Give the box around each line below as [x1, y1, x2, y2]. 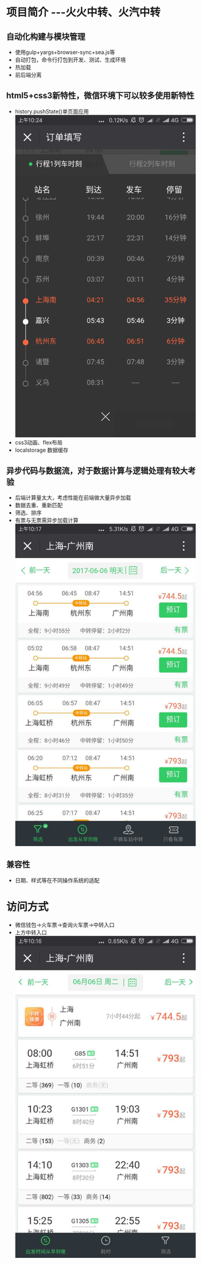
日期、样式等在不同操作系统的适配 [14, 876, 100, 884]
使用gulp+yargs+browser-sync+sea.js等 [14, 49, 115, 56]
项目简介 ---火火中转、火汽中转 [6, 5, 161, 19]
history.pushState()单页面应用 [14, 107, 89, 115]
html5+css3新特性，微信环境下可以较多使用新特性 [6, 91, 195, 101]
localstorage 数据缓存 [14, 446, 69, 454]
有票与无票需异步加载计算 [14, 517, 79, 524]
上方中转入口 [14, 928, 47, 936]
